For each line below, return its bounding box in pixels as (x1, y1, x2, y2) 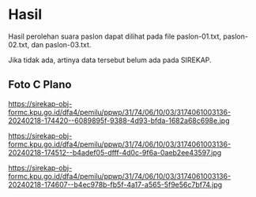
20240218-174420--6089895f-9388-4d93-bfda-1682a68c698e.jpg (8, 116, 231, 125)
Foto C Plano (8, 78, 72, 91)
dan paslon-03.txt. (31, 39, 92, 49)
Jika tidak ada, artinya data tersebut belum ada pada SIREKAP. (8, 55, 212, 65)
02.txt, (8, 39, 30, 49)
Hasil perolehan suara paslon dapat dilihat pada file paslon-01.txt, (8, 32, 222, 41)
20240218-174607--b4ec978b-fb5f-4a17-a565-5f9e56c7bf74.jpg (8, 180, 223, 189)
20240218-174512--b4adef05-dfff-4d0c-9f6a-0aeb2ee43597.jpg (8, 147, 222, 157)
